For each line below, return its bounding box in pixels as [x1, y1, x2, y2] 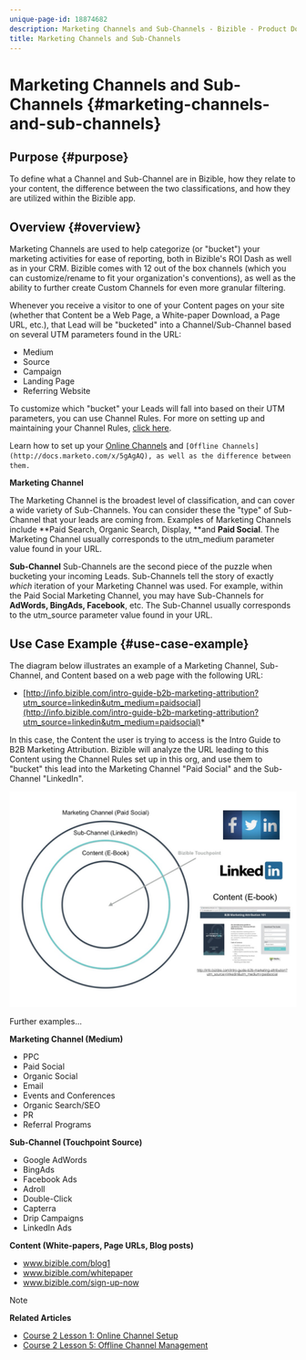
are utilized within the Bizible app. [9, 192, 137, 204]
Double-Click [22, 1193, 73, 1204]
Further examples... [9, 1016, 83, 1026]
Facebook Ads [22, 1174, 77, 1185]
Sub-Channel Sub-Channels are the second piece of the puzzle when [9, 561, 273, 572]
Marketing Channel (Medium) [9, 1033, 124, 1044]
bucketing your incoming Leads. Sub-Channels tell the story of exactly [9, 571, 274, 582]
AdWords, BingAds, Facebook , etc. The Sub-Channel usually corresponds [9, 600, 291, 611]
